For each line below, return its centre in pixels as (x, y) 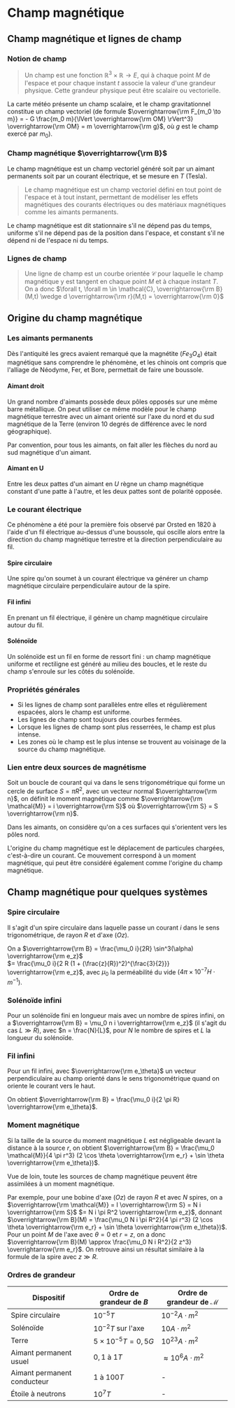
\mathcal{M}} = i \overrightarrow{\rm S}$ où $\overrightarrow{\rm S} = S (113, 806)
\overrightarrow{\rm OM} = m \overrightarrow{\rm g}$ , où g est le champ (113, 126)
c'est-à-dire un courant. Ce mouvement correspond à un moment (102, 855)
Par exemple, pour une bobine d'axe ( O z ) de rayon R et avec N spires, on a (115, 1197)
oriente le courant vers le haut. (51, 1086)
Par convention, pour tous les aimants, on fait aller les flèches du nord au (113, 445)
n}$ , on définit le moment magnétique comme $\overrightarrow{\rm (105, 798)
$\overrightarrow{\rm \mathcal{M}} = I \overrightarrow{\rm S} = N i (104, 1204)
